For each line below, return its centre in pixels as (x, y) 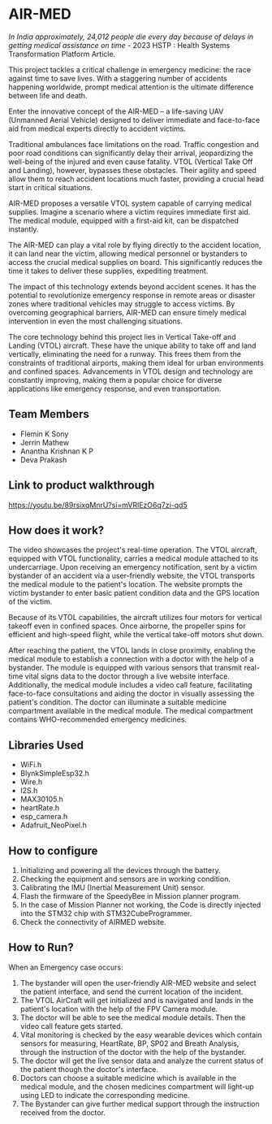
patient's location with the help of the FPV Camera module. (119, 1009)
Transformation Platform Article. (62, 54)
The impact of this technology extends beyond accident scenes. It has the (132, 286)
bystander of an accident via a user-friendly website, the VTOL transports (132, 576)
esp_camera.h (44, 817)
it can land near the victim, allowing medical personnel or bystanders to (128, 254)
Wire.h (31, 782)
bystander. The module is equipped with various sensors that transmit (125, 668)
